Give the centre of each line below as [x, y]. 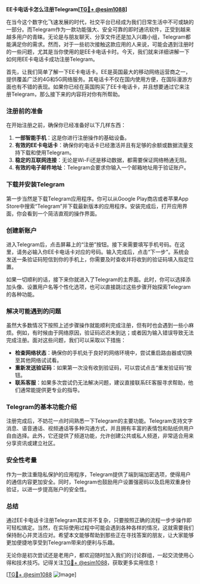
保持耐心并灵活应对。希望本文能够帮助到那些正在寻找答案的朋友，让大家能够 [100, 535]
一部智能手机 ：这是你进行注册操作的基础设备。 [72, 138]
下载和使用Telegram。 [47, 153]
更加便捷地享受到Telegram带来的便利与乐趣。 [62, 543]
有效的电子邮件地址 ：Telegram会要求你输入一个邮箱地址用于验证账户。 [102, 168]
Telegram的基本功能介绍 [42, 407]
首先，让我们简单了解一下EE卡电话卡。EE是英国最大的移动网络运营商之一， [99, 72]
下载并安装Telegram [35, 185]
